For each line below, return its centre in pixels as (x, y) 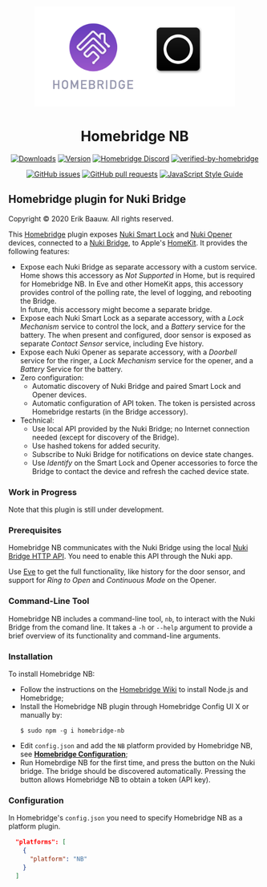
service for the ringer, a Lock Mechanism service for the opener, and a (137, 360)
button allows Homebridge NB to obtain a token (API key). (115, 780)
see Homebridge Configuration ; (74, 754)
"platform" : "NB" (59, 859)
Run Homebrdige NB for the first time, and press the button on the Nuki (137, 762)
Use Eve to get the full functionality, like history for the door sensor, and (127, 572)
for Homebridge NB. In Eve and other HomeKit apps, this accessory (131, 284)
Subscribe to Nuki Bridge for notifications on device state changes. (143, 454)
